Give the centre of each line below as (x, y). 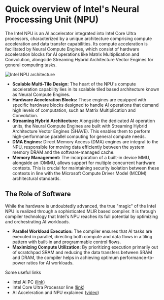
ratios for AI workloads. (50, 262)
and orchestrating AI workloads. (38, 221)
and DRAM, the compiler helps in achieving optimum (66, 257)
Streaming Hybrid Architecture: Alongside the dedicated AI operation (83, 121)
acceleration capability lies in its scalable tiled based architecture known (86, 89)
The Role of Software (38, 194)
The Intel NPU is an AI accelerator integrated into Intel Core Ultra (71, 33)
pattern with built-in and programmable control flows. (66, 242)
